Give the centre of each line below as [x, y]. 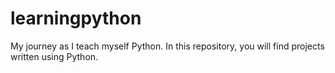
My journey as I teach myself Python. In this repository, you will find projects [167, 46]
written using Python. [54, 56]
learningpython [76, 18]
